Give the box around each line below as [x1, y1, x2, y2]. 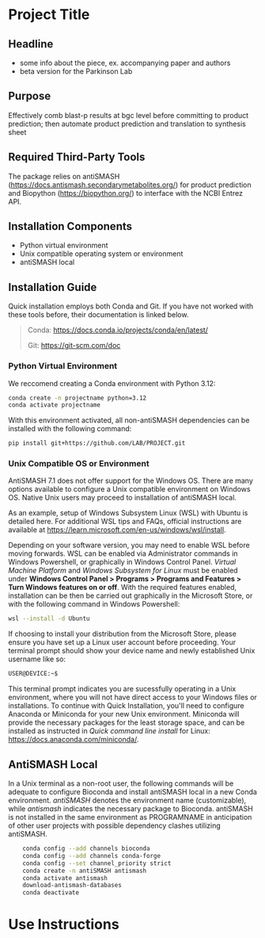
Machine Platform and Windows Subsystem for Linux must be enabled [8, 565, 239, 576]
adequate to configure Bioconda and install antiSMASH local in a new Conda [8, 787, 257, 797]
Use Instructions [8, 916, 120, 933]
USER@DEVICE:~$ [8, 670, 59, 678]
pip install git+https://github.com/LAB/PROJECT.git [8, 439, 186, 447]
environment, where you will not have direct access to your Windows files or [8, 692, 257, 703]
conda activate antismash [22, 874, 108, 882]
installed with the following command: [8, 424, 132, 434]
